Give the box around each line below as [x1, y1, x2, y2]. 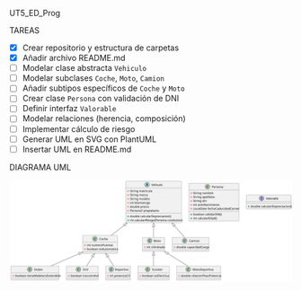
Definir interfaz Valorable [22, 103, 117, 114]
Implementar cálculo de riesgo [22, 123, 136, 134]
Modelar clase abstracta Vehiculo [22, 63, 147, 74]
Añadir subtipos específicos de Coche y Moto [22, 83, 186, 93]
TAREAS [9, 25, 40, 35]
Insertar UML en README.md [22, 144, 132, 154]
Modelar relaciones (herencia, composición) [22, 113, 186, 124]
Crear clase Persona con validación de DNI [22, 93, 180, 104]
